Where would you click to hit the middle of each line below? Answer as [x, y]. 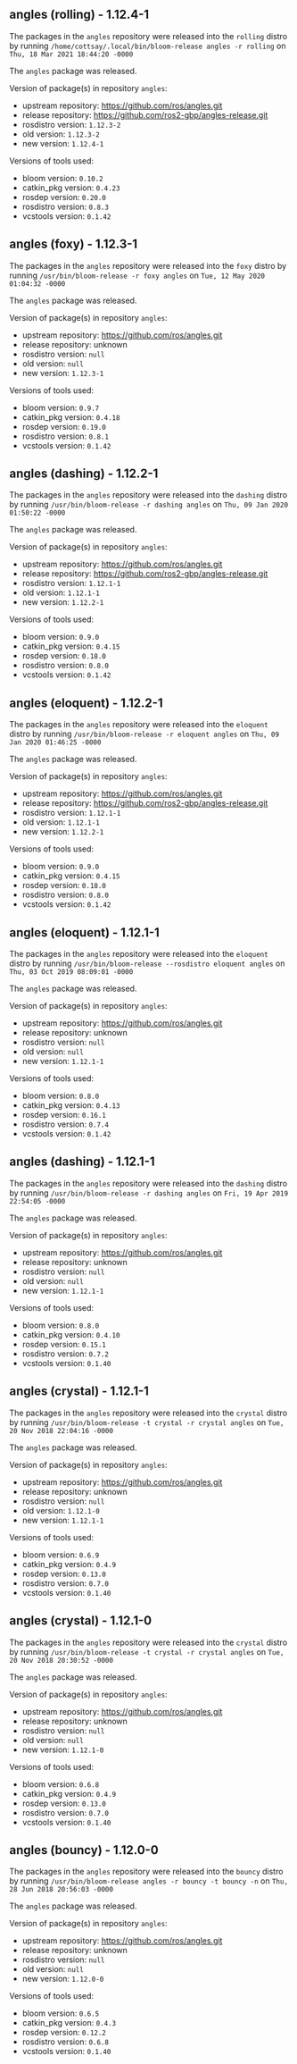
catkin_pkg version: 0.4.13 [71, 1105]
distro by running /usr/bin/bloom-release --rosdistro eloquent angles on [147, 963]
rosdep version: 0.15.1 [64, 1344]
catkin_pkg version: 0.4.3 [69, 2023]
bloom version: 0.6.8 [61, 1784]
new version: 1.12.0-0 [63, 1979]
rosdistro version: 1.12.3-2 [71, 124]
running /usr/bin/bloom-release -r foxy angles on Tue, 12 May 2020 [137, 275]
